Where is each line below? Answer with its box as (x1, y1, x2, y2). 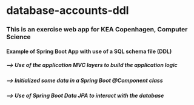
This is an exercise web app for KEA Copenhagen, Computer (6, 25, 188, 34)
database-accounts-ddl (6, 4, 129, 17)
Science (6, 33, 32, 41)
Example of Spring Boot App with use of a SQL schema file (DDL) (6, 48, 172, 55)
